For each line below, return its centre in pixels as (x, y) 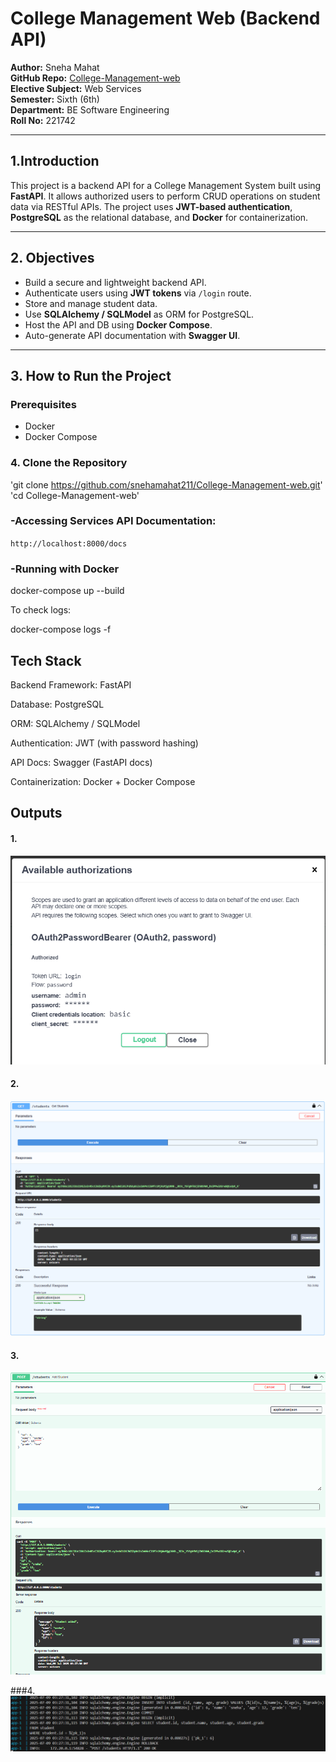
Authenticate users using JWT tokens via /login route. (138, 293)
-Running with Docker (65, 569)
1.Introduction (55, 161)
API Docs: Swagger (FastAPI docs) (81, 762)
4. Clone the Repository (69, 463)
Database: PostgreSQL (57, 704)
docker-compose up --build (67, 591)
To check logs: (41, 610)
